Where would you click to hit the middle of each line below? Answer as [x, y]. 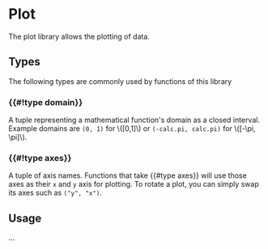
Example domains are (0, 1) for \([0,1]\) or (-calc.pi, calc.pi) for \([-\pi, [132, 129]
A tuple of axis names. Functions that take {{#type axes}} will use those [128, 175]
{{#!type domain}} [46, 102]
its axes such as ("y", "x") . [55, 193]
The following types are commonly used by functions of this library [120, 81]
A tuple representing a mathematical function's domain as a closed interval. [134, 120]
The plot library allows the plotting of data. [79, 36]
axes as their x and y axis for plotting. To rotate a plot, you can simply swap [134, 184]
